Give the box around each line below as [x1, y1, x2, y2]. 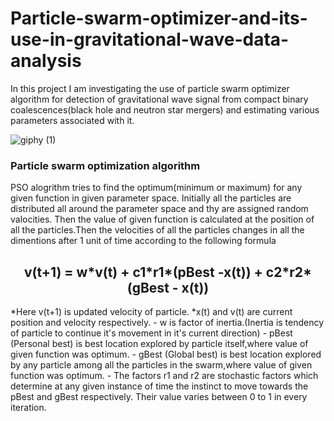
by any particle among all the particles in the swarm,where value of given [10, 359, 313, 371]
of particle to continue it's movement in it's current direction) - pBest [10, 327, 293, 339]
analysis [10, 50, 82, 72]
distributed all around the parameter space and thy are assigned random [10, 203, 309, 215]
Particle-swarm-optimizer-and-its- [10, 7, 308, 30]
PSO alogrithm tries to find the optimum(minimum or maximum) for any [10, 182, 303, 194]
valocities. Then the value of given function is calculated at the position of [10, 213, 315, 226]
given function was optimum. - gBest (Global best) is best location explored [10, 348, 322, 361]
